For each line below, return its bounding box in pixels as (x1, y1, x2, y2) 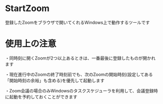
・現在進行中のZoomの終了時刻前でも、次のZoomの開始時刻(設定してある (5, 71, 153, 77)
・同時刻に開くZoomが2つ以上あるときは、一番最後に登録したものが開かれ (5, 55, 156, 61)
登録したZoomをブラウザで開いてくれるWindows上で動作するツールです (5, 19, 150, 25)
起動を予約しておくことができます (9, 94, 78, 100)
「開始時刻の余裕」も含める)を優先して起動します (5, 77, 105, 83)
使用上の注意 (5, 38, 57, 49)
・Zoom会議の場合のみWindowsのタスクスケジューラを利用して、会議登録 (5, 88, 154, 93)
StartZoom (5, 3, 50, 14)
